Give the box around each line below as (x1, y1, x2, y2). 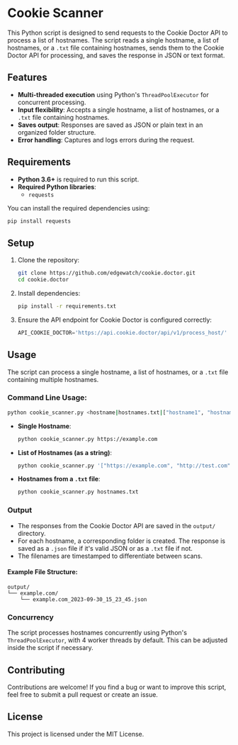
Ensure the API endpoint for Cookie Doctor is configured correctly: (17, 315, 212, 324)
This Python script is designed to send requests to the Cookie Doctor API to (7, 28, 228, 37)
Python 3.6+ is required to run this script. (17, 175, 140, 184)
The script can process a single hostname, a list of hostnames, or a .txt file (7, 367, 229, 376)
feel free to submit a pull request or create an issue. (7, 690, 158, 699)
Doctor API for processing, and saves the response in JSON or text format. (7, 51, 225, 60)
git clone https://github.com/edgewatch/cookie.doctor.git (17, 269, 196, 277)
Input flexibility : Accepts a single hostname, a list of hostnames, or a (17, 105, 220, 114)
